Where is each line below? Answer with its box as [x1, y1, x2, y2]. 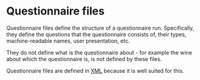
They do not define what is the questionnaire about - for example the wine [6, 48, 193, 56]
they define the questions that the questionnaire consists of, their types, [6, 30, 187, 38]
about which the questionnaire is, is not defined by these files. [6, 55, 162, 62]
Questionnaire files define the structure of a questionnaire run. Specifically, [6, 24, 195, 32]
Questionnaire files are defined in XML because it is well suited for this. [6, 67, 184, 74]
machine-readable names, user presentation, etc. [6, 37, 130, 44]
